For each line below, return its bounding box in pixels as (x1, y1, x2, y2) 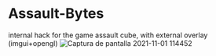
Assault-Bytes (8, 5, 104, 23)
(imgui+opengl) (8, 38, 58, 47)
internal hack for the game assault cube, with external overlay (8, 30, 208, 40)
